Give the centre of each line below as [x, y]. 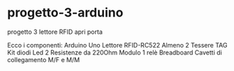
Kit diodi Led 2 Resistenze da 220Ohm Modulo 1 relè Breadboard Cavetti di [115, 52]
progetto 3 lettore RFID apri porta [55, 32]
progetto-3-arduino [65, 13]
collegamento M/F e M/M [44, 59]
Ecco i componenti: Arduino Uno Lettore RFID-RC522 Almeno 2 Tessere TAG [117, 45]
